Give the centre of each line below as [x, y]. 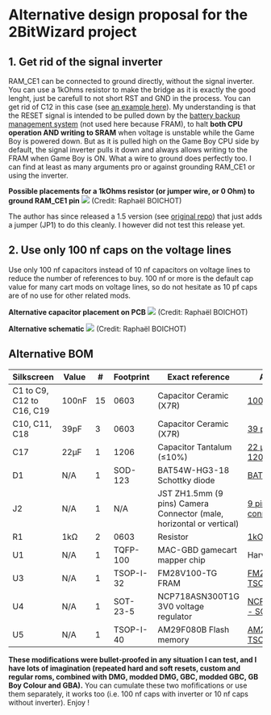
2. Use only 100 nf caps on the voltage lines [120, 251]
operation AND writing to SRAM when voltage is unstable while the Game [131, 132]
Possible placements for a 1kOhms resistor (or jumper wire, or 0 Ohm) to [132, 191]
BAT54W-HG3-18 [193, 470]
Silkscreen [33, 377]
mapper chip [181, 560]
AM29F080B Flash [193, 629]
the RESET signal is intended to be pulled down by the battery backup [124, 115]
